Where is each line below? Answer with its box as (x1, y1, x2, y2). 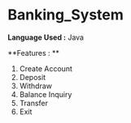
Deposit (19, 72, 46, 82)
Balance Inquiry (19, 89, 72, 99)
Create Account (19, 63, 72, 74)
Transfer (19, 98, 49, 108)
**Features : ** (7, 48, 60, 57)
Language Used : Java (7, 32, 85, 42)
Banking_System (7, 6, 124, 24)
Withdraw (19, 81, 53, 91)
